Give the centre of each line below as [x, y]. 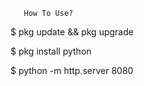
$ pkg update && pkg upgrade [72, 32]
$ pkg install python [51, 51]
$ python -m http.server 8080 [72, 70]
